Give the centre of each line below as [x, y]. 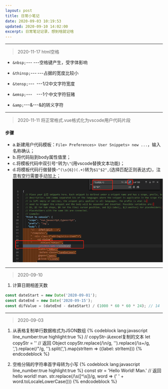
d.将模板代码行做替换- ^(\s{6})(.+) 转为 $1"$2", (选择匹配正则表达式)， [84, 169]
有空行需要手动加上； [39, 176]
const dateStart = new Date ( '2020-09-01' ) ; [51, 295]
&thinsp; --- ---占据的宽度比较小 [45, 73]
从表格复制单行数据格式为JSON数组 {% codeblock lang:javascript [80, 330]
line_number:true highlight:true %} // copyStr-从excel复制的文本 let [81, 336]
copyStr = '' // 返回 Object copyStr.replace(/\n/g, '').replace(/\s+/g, [81, 343]
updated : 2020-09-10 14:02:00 [37, 26]
